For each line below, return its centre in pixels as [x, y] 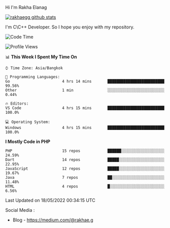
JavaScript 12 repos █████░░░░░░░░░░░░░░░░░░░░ [85, 169]
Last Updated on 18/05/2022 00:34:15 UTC [50, 200]
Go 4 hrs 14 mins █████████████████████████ [85, 81]
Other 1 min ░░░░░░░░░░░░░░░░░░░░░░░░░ [85, 90]
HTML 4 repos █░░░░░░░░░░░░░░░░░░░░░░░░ [85, 186]
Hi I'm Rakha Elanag [26, 7]
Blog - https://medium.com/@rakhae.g [53, 220]
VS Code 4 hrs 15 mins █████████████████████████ [85, 108]
